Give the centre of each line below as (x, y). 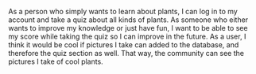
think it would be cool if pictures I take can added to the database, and (124, 45)
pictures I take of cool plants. (56, 61)
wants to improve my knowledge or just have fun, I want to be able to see (128, 28)
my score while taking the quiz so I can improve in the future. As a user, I (127, 36)
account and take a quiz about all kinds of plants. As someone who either (128, 20)
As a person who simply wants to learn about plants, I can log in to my (123, 11)
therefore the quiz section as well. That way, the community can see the (126, 53)
